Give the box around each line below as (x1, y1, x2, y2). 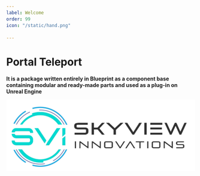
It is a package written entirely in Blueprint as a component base (6, 75, 169, 82)
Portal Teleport (6, 55, 83, 69)
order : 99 (6, 16, 31, 22)
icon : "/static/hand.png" (6, 22, 71, 28)
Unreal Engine (6, 88, 42, 96)
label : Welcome (6, 10, 44, 16)
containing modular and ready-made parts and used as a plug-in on (6, 82, 178, 89)
